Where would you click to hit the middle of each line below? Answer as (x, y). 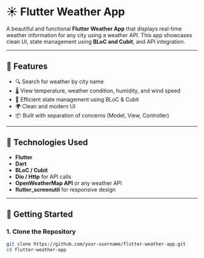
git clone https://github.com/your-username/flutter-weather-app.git (96, 244)
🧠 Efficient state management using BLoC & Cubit (77, 99)
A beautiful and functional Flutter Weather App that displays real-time (94, 29)
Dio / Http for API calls (43, 176)
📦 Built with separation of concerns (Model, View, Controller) (92, 115)
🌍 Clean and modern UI (45, 106)
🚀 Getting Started (40, 214)
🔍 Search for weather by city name (59, 82)
